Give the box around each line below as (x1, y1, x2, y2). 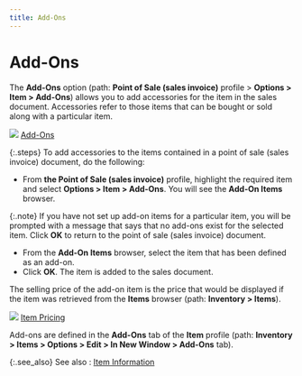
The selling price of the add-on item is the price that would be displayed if (9, 283, 284, 294)
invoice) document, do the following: (9, 156, 146, 167)
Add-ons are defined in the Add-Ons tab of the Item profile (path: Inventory (9, 329, 293, 340)
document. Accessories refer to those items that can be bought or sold (9, 101, 273, 112)
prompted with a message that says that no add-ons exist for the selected (9, 220, 284, 231)
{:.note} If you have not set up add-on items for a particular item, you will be (9, 210, 291, 221)
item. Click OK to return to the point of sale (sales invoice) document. (9, 229, 266, 240)
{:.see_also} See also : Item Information (9, 356, 155, 367)
